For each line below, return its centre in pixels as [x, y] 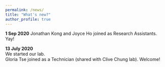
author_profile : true [28, 19]
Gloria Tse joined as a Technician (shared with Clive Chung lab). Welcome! [83, 59]
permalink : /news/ [25, 10]
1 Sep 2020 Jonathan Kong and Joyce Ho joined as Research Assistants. [81, 34]
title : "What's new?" [28, 15]
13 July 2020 [19, 49]
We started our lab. [25, 54]
